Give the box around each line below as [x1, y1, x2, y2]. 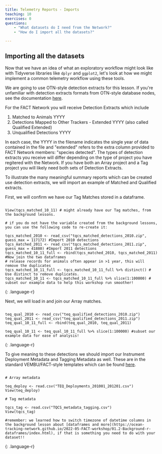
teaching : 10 [5, 12, 32, 17]
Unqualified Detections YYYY [12, 130, 72, 135]
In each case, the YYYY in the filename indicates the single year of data [5, 139, 149, 145]
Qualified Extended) [12, 124, 53, 130]
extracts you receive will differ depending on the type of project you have [5, 154, 152, 160]
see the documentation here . [5, 95, 63, 101]
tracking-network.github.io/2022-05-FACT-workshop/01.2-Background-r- [5, 426, 151, 431]
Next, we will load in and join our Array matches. [5, 298, 102, 304]
